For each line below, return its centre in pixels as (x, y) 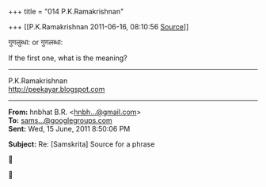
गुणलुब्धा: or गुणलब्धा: (36, 42)
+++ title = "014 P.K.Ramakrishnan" (66, 11)
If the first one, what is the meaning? (68, 58)
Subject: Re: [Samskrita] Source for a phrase (82, 144)
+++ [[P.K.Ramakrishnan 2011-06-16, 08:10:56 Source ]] (99, 27)
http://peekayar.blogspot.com (57, 89)
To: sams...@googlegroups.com (60, 120)
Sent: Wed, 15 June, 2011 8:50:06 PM (69, 129)
